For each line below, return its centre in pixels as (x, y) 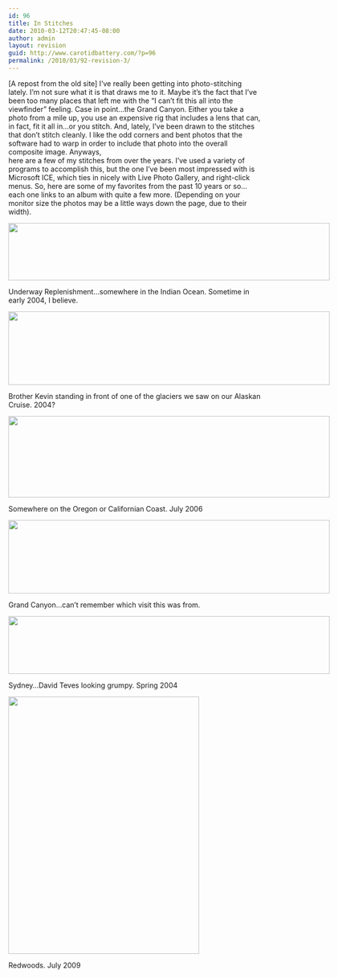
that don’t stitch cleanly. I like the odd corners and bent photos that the (126, 134)
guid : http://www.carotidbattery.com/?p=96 (82, 53)
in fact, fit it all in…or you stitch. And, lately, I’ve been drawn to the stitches (132, 126)
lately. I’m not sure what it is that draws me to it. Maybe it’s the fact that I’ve (133, 92)
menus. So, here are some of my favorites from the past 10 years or (120, 186)
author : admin (32, 38)
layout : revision (37, 46)
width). (20, 212)
